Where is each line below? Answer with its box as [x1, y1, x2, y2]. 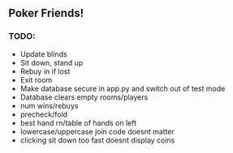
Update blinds [19, 49, 67, 59]
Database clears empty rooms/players [19, 92, 149, 102]
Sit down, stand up [19, 57, 84, 67]
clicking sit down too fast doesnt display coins [19, 135, 175, 145]
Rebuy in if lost [19, 66, 71, 76]
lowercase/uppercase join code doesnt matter [19, 126, 175, 136]
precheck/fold [19, 109, 67, 119]
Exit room [19, 74, 53, 84]
